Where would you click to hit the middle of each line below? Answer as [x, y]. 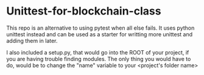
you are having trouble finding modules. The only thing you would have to [99, 59]
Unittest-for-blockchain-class [84, 11]
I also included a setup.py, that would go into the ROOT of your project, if [98, 52]
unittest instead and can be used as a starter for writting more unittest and [100, 34]
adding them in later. [32, 41]
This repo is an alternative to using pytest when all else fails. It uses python [100, 28]
